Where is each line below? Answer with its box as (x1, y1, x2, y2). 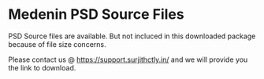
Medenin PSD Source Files (8, 5, 184, 23)
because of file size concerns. (8, 39, 106, 48)
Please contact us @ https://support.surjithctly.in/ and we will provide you (8, 55, 248, 64)
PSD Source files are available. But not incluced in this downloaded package (8, 31, 256, 41)
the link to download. (8, 63, 76, 72)
